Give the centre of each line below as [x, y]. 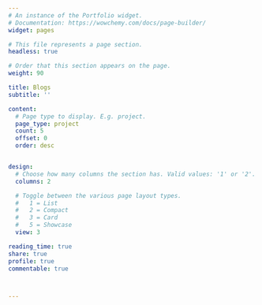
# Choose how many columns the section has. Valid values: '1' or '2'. [136, 174]
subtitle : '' [30, 95]
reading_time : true [40, 246]
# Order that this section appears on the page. [90, 66]
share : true [28, 254]
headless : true [33, 52]
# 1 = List [37, 203]
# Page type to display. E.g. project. [81, 116]
